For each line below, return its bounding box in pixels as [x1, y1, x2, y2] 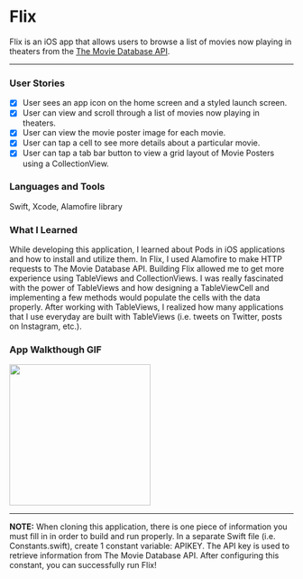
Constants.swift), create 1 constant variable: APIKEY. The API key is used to [9, 540, 290, 552]
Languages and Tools [9, 181, 106, 193]
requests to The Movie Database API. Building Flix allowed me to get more [9, 264, 285, 275]
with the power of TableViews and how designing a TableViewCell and [9, 283, 270, 294]
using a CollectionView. [22, 158, 110, 169]
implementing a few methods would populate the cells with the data [9, 292, 261, 304]
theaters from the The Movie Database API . [9, 45, 170, 56]
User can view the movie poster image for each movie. [22, 127, 226, 138]
